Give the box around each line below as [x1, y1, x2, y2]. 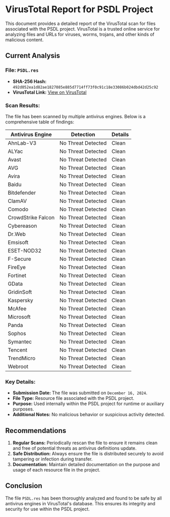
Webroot [8, 363, 29, 370]
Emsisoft [8, 238, 29, 246]
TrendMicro [8, 355, 36, 362]
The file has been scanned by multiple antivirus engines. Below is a [5, 113, 146, 119]
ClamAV [8, 197, 27, 204]
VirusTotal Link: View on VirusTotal [12, 89, 87, 95]
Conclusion [5, 481, 43, 490]
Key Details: [5, 378, 36, 385]
